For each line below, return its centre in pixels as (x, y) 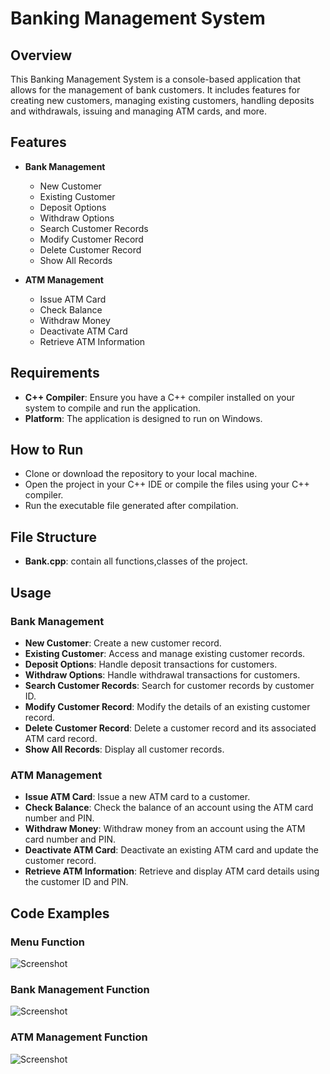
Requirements (55, 373)
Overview (41, 55)
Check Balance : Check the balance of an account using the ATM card (169, 808)
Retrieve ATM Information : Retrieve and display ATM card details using (172, 871)
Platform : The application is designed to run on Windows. (143, 418)
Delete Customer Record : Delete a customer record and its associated (170, 728)
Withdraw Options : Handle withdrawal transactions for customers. (162, 674)
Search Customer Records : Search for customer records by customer (169, 685)
